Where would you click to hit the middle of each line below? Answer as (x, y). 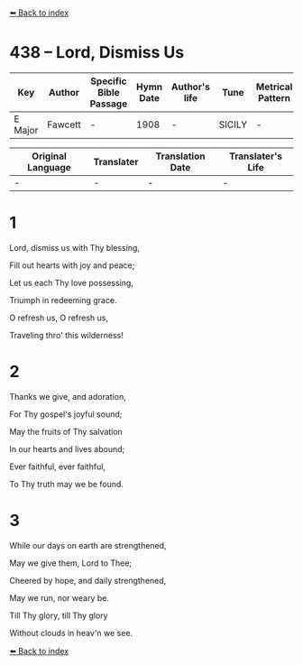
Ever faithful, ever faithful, (58, 466)
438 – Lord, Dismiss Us (97, 53)
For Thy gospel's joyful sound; (66, 414)
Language (49, 167)
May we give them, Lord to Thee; (71, 563)
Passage (109, 104)
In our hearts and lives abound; (67, 448)
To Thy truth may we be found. (67, 484)
